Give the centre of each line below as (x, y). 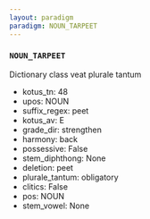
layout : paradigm (42, 17)
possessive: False (55, 148)
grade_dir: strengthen (62, 130)
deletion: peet (48, 167)
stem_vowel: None (56, 206)
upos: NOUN (46, 101)
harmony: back (50, 139)
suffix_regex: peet (55, 110)
